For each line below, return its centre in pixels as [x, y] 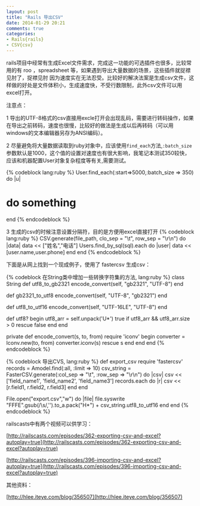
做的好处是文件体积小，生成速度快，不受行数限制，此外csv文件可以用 [97, 85]
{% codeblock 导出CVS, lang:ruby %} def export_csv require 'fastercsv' [95, 361]
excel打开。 [21, 92]
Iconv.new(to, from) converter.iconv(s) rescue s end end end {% [85, 343]
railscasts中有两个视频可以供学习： [49, 424]
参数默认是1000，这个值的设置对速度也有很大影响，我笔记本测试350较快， [98, 153]
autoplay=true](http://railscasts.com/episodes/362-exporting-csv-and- [94, 442]
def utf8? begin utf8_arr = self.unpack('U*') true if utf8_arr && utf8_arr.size [98, 318]
